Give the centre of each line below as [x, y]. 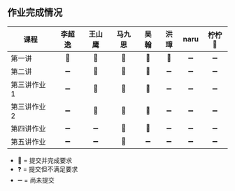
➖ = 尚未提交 [36, 180]
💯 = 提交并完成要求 [45, 160]
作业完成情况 [35, 13]
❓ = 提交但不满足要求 [48, 169]
